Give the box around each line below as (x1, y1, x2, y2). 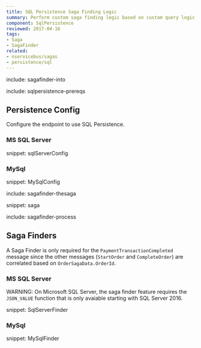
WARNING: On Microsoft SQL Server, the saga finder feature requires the (6, 288, 187, 296)
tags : (6, 31, 20, 37)
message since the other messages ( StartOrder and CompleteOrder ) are (6, 253, 184, 260)
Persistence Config (6, 105, 80, 115)
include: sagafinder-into (6, 76, 66, 83)
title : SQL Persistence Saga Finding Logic (6, 8, 117, 15)
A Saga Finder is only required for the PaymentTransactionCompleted (6, 246, 173, 253)
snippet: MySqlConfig (6, 178, 60, 185)
